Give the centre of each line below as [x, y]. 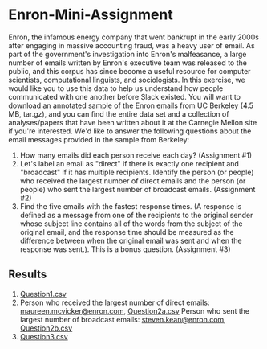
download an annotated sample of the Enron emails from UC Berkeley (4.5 [131, 105]
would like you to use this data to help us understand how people [116, 88]
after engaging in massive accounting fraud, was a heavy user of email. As [131, 45]
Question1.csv [43, 294]
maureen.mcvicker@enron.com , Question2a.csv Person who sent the [135, 310]
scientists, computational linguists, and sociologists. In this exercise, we [127, 80]
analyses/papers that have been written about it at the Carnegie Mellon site [133, 122]
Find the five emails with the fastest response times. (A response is [131, 206]
